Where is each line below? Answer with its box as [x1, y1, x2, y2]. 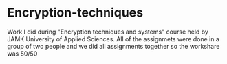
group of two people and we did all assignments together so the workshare [7, 42, 220, 50]
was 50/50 [7, 50, 38, 58]
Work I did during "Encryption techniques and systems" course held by [7, 28, 208, 36]
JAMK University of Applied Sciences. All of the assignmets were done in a [7, 34, 220, 43]
